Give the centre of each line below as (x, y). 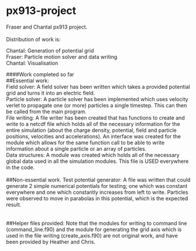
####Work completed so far (40, 74)
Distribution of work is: (33, 39)
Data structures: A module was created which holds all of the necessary (93, 155)
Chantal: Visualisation (32, 63)
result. (14, 204)
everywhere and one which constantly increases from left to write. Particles (97, 192)
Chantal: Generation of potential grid (50, 50)
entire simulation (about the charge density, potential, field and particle (91, 130)
